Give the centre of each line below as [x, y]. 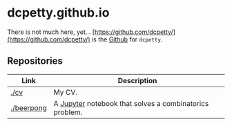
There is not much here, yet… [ [51, 32]
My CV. [66, 92]
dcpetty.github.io [58, 13]
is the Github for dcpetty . [127, 39]
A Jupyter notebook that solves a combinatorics [131, 103]
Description [137, 80]
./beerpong [29, 107]
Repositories [35, 61]
